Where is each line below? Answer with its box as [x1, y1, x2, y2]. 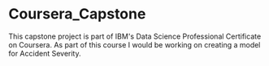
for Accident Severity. [8, 48, 81, 58]
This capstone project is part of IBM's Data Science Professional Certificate [8, 31, 262, 41]
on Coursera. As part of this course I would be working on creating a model [8, 39, 261, 49]
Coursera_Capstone [8, 5, 146, 23]
